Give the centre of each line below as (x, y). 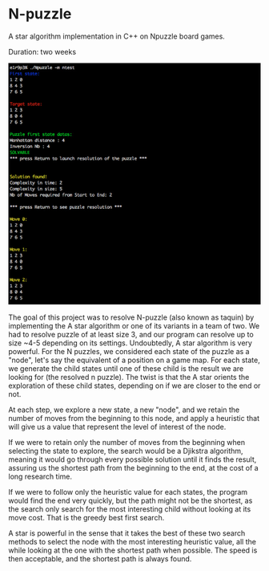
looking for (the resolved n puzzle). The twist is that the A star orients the (129, 377)
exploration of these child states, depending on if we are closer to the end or (134, 385)
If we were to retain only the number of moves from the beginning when (127, 443)
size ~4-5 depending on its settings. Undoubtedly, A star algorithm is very (130, 343)
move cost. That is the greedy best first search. (86, 518)
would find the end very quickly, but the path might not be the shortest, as (130, 501)
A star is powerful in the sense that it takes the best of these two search (127, 533)
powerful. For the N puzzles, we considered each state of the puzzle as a (129, 352)
